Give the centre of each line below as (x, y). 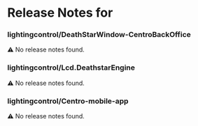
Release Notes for (60, 13)
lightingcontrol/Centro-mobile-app (68, 101)
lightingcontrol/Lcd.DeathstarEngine (71, 68)
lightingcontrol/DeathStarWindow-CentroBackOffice (99, 35)
